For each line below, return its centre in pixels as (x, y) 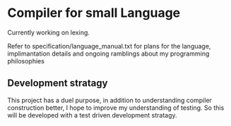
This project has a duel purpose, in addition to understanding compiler (109, 100)
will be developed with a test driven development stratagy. (93, 115)
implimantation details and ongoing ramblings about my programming (108, 53)
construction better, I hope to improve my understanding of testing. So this (116, 108)
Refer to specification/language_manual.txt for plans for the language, (109, 46)
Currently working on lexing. (49, 32)
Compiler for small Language (94, 13)
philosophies (26, 61)
